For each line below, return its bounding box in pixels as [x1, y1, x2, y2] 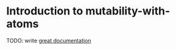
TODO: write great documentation [6, 37, 91, 44]
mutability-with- [85, 4, 171, 18]
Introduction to [6, 4, 83, 18]
